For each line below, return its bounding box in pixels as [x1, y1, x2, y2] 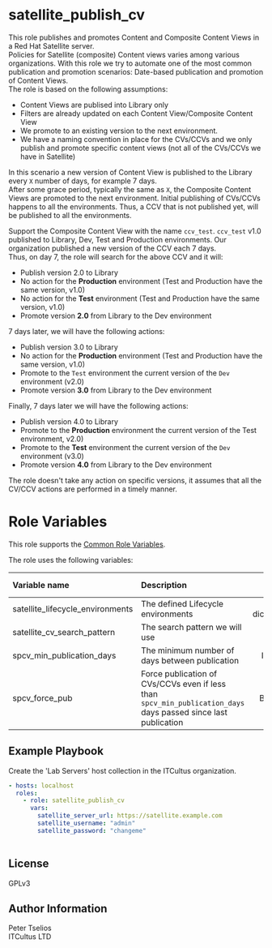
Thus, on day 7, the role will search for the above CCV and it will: [8, 251, 223, 261]
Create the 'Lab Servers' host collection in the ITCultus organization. [8, 766, 237, 775]
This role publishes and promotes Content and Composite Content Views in [8, 32, 260, 42]
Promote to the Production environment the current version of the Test [19, 425, 257, 435]
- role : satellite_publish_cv [23, 796, 125, 804]
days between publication [140, 654, 240, 666]
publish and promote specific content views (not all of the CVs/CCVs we [19, 143, 261, 152]
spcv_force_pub [12, 692, 73, 703]
